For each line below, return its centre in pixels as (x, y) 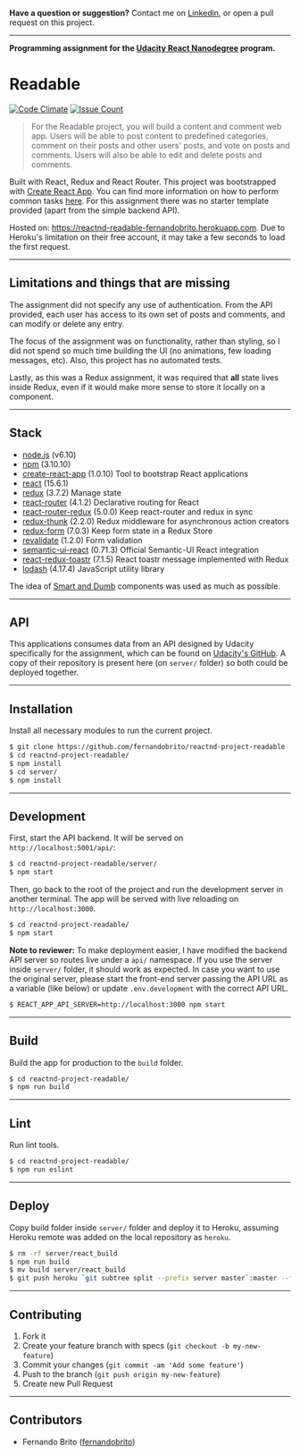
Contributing (46, 1315)
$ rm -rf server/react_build (63, 1253)
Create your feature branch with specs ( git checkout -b (125, 1345)
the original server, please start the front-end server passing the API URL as (149, 978)
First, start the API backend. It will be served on (96, 838)
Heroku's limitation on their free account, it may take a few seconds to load (147, 237)
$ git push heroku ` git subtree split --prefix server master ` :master (143, 1279)
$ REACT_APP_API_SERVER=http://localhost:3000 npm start (117, 1004)
